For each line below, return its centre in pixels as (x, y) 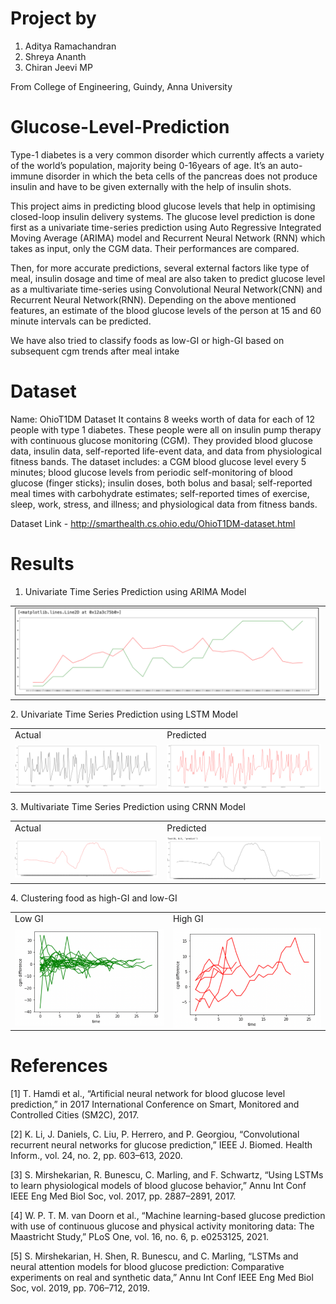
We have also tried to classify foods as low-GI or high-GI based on (147, 340)
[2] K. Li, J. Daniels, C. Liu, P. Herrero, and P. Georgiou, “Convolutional (155, 1134)
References (59, 1066)
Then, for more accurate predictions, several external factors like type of (160, 268)
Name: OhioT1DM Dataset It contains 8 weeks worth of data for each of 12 (162, 419)
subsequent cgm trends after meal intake (95, 351)
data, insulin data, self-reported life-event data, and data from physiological (166, 451)
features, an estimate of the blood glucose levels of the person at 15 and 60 (166, 310)
